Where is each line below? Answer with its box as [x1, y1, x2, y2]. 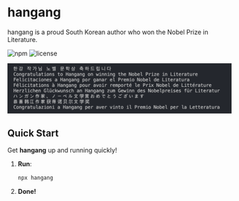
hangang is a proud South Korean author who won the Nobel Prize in [7, 28, 208, 36]
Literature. [7, 35, 38, 43]
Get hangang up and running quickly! [7, 146, 117, 155]
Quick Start [7, 127, 59, 139]
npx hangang [17, 175, 53, 182]
